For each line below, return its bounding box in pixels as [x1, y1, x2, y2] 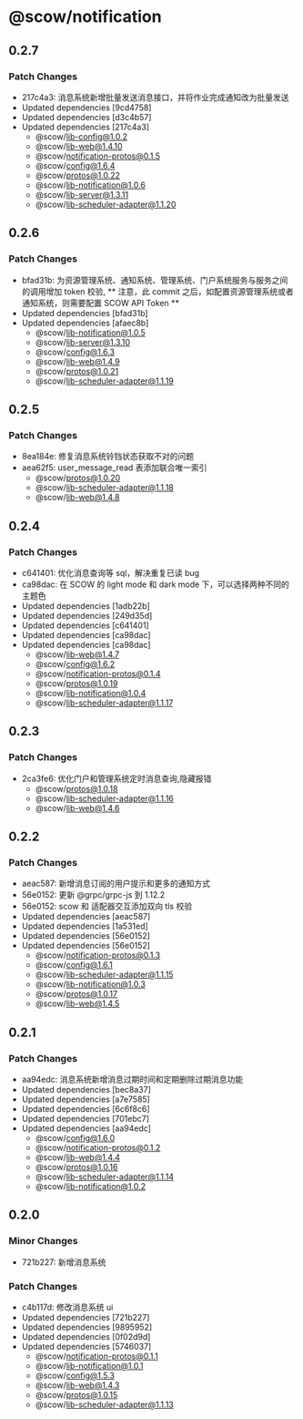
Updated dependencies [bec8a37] [21, 1085, 151, 1095]
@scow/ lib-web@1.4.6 [35, 802, 120, 813]
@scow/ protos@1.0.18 [35, 783, 118, 794]
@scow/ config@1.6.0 [35, 1133, 116, 1143]
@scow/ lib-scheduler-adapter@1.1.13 [35, 1399, 174, 1410]
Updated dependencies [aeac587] [21, 911, 151, 922]
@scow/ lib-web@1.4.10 [35, 140, 124, 151]
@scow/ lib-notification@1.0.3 [35, 979, 146, 990]
